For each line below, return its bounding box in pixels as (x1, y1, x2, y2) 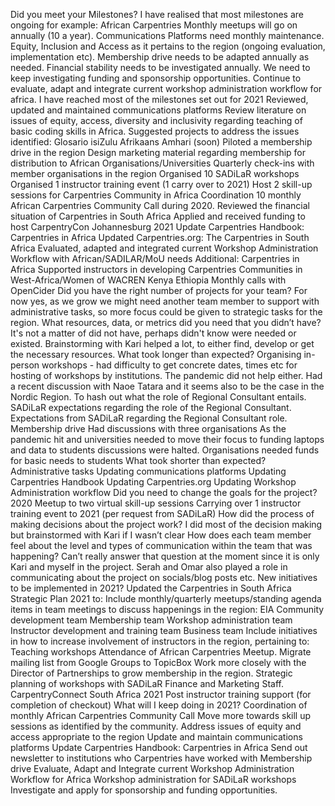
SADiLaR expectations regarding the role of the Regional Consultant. (10, 402, 292, 413)
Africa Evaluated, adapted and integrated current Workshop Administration (10, 242, 319, 254)
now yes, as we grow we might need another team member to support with (10, 295, 320, 307)
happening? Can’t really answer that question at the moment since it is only (10, 550, 320, 562)
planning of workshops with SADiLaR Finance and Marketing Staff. (10, 678, 284, 689)
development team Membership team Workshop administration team (10, 614, 293, 626)
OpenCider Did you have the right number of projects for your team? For (10, 285, 308, 296)
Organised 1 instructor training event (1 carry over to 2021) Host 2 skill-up (10, 179, 313, 190)
